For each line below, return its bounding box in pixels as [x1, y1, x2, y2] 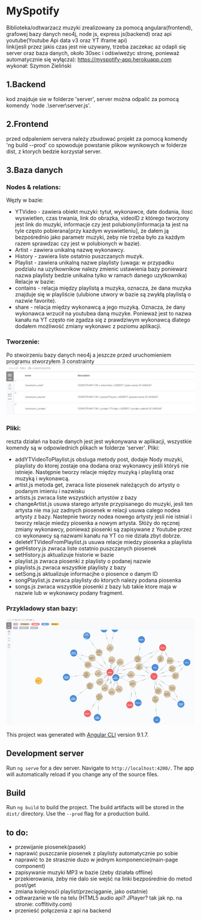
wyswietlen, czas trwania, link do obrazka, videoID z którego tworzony [14, 214, 190, 222]
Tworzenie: [6, 338, 40, 346]
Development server [6, 748, 84, 758]
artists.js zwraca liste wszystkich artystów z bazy [14, 494, 138, 501]
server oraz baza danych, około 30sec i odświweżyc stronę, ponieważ [6, 49, 179, 56]
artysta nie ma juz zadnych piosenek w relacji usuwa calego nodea [14, 506, 181, 514]
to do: [6, 827, 29, 837]
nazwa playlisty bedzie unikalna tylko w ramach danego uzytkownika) [14, 272, 187, 279]
